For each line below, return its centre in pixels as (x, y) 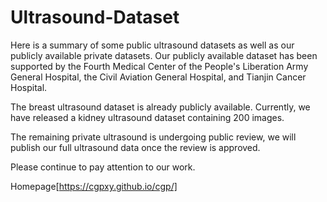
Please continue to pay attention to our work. (103, 167)
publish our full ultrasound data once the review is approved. (135, 147)
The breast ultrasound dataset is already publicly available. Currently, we (160, 107)
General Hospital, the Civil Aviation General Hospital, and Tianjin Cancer (158, 77)
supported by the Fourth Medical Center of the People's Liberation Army (159, 66)
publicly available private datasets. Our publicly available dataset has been (164, 55)
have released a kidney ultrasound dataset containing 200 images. (147, 117)
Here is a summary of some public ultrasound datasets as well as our (152, 45)
